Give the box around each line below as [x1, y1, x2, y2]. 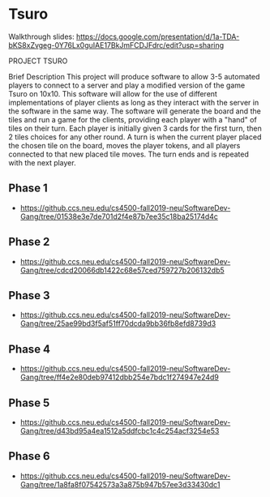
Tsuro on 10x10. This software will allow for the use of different [8, 88, 217, 98]
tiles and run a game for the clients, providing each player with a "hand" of [8, 114, 257, 124]
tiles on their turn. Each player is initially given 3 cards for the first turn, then [8, 123, 262, 133]
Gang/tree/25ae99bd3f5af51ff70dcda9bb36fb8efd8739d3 [19, 319, 216, 328]
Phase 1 [8, 182, 49, 195]
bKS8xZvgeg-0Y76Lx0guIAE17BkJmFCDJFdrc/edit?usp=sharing [8, 40, 225, 49]
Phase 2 [8, 235, 50, 249]
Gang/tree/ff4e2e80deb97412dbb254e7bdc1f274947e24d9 [19, 372, 219, 382]
